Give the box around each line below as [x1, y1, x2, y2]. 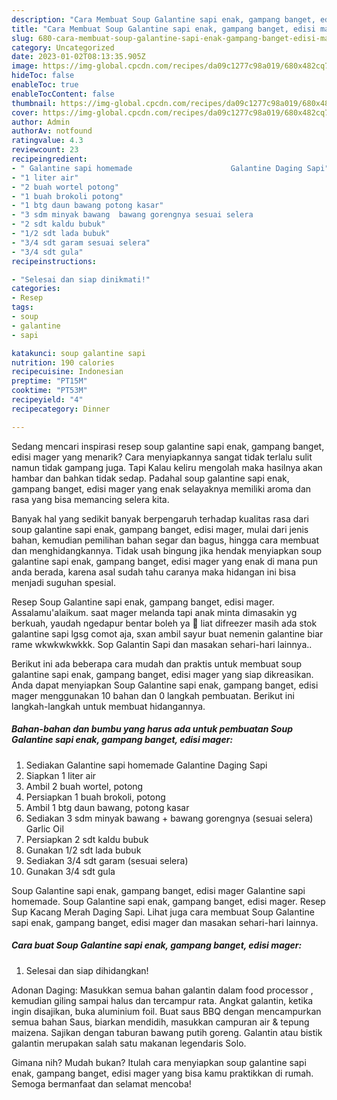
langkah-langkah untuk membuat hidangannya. [11, 700, 206, 712]
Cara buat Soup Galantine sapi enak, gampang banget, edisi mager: [11, 939, 303, 951]
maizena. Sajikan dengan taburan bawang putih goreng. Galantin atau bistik [11, 1026, 323, 1038]
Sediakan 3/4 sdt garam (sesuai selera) [25, 854, 189, 866]
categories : [11, 284, 61, 294]
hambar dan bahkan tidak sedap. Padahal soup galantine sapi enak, [11, 472, 290, 484]
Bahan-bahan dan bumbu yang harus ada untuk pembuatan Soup [11, 723, 293, 735]
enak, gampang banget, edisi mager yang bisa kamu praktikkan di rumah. [11, 1067, 314, 1079]
